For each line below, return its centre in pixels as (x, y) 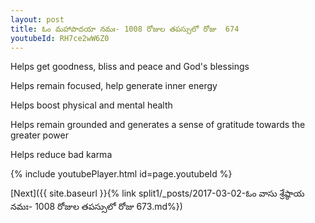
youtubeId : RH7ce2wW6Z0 (60, 38)
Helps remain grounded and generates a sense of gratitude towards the (158, 125)
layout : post (37, 19)
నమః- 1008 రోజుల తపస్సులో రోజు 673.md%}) (96, 207)
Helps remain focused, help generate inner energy (114, 86)
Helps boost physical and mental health (91, 105)
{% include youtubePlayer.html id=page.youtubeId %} (121, 174)
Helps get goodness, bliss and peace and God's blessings (130, 67)
